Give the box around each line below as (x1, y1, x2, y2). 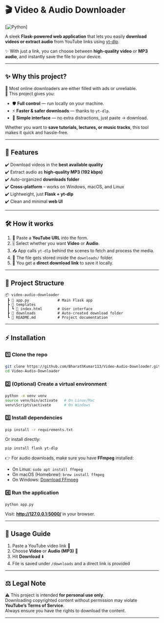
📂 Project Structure (5, 279, 64, 287)
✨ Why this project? (5, 72, 67, 81)
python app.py (5, 502, 34, 507)
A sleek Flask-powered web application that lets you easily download (5, 33, 147, 39)
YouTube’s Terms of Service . (5, 602, 64, 608)
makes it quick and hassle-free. (5, 129, 68, 135)
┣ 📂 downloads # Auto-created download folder (7, 311, 123, 316)
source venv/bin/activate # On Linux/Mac (5, 398, 95, 403)
